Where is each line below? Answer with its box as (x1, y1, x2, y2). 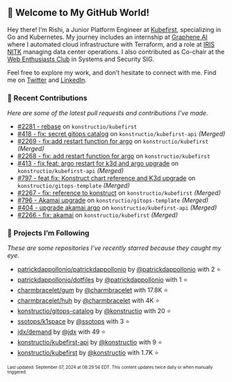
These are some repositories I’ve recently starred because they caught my (7, 244, 222, 252)
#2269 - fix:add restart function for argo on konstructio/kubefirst (17, 137, 209, 146)
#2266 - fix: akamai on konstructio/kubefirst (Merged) (17, 211, 179, 219)
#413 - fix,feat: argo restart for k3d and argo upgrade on (17, 159, 179, 167)
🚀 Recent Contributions (7, 93, 88, 103)
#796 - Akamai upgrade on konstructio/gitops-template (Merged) (17, 196, 209, 205)
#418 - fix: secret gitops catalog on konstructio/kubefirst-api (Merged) (17, 130, 226, 138)
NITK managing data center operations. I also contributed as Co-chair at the (7, 47, 225, 56)
